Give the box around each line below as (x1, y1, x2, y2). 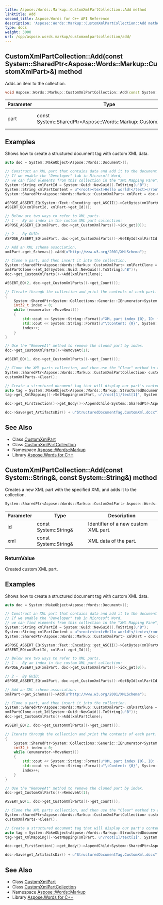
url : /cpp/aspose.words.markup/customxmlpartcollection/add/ (5, 35, 131, 39)
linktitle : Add (5, 12, 36, 17)
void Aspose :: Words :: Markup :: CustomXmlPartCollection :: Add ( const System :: (5, 90, 160, 95)
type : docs (5, 25, 27, 30)
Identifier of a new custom (88, 520, 148, 527)
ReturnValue (5, 555, 35, 562)
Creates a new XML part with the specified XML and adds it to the (5, 487, 137, 492)
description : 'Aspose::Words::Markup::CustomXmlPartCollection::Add (5, 20, 147, 26)
